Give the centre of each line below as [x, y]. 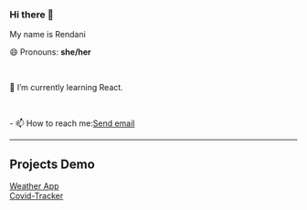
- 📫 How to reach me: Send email [72, 123]
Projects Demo [53, 164]
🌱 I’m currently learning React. [66, 88]
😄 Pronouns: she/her [50, 52]
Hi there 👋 [32, 15]
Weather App [34, 186]
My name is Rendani [48, 35]
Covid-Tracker [37, 196]
